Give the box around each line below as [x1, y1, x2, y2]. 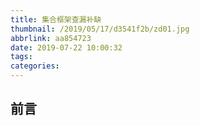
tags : [10, 52, 33, 62]
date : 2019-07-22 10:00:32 [10, 42, 123, 53]
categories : [10, 61, 60, 71]
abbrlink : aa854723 [10, 33, 92, 43]
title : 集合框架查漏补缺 [10, 14, 102, 25]
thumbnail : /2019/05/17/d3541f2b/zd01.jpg [10, 24, 190, 34]
